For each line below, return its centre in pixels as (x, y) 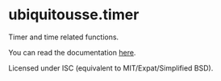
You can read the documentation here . (72, 52)
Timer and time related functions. (64, 37)
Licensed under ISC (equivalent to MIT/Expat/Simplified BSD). (111, 68)
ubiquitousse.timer (74, 15)
